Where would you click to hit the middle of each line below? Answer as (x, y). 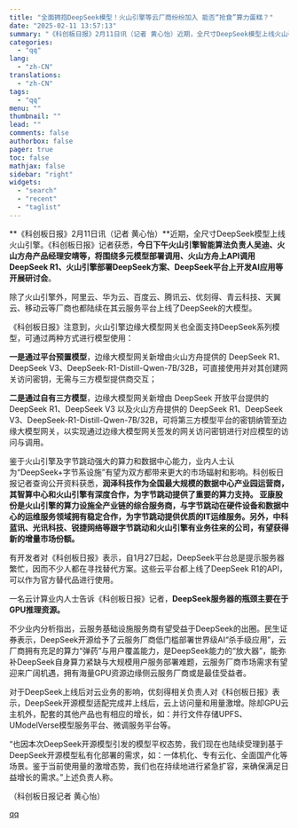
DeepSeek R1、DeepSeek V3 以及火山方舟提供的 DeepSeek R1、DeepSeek (146, 408)
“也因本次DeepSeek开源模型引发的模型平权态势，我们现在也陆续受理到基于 (146, 744)
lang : (19, 59)
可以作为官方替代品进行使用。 (63, 580)
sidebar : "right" (41, 174)
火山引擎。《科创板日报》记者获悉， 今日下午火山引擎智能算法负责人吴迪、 (143, 244)
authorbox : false (41, 141)
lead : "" (25, 125)
